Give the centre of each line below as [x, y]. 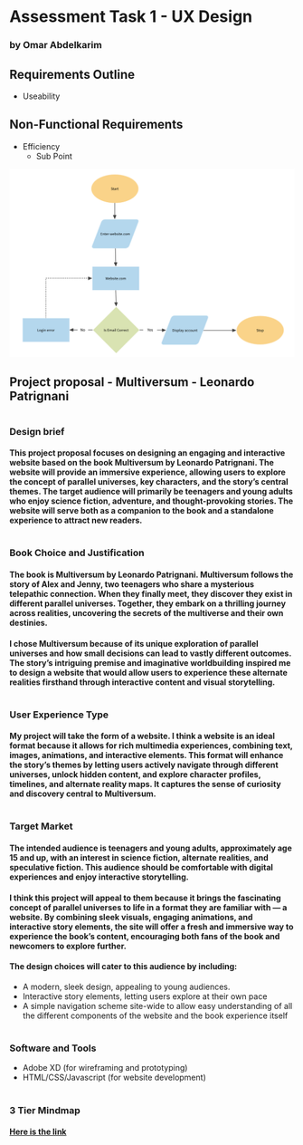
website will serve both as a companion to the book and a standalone [142, 511]
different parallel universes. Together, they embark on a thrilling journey [148, 603]
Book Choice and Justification [77, 553]
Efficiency [41, 146]
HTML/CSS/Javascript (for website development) [114, 1078]
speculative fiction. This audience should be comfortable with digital [142, 868]
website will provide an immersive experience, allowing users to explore [148, 472]
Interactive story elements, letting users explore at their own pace [145, 996]
